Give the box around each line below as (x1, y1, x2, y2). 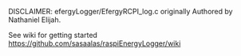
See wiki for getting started (8, 31, 98, 39)
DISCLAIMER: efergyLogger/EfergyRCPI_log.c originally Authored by (8, 7, 233, 16)
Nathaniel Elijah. (8, 15, 61, 24)
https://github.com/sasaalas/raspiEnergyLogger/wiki (8, 39, 181, 48)
